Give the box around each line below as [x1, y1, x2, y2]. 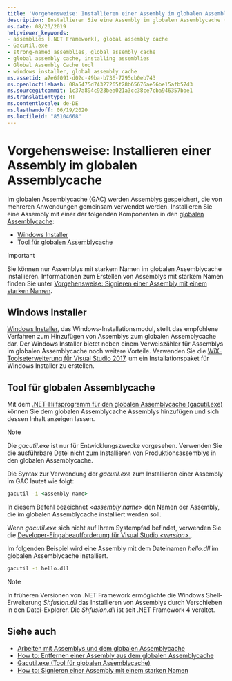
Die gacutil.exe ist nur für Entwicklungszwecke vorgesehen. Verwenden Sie [7, 442, 222, 450]
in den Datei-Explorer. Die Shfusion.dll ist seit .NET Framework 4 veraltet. [7, 606, 215, 614]
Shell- [206, 590, 223, 599]
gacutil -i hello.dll [7, 565, 70, 572]
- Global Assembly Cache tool [7, 62, 95, 68]
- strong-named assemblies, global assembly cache [7, 49, 156, 56]
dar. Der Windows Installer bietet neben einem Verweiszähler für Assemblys [7, 339, 224, 348]
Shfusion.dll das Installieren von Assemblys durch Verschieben [43, 598, 222, 606]
